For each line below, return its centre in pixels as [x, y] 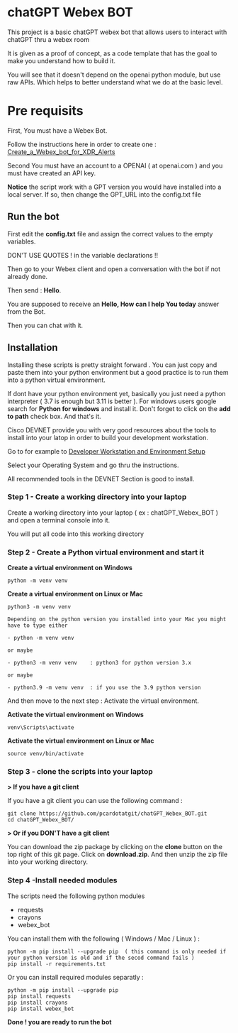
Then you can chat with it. [45, 325]
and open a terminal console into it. [59, 520]
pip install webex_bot [41, 1009]
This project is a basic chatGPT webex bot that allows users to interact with [117, 32]
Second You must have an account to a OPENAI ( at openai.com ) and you [115, 165]
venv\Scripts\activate [41, 728]
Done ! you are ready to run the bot [59, 1022]
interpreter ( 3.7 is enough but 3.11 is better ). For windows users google [112, 401]
